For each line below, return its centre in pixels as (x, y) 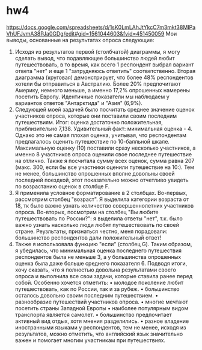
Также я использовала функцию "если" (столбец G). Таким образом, (103, 244)
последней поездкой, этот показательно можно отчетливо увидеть (102, 180)
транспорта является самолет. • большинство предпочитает (93, 314)
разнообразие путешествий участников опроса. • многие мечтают (101, 302)
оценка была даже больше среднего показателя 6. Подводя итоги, (101, 263)
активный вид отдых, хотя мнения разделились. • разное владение (102, 321)
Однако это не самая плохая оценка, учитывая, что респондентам (100, 135)
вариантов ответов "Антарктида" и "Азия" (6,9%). (79, 103)
